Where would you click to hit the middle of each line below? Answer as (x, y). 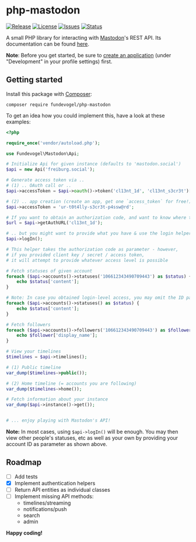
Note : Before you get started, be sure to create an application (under (89, 55)
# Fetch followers (28, 324)
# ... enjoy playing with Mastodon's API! (58, 421)
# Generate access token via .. (45, 180)
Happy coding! (24, 533)
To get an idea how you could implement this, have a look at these (85, 115)
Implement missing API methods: (54, 496)
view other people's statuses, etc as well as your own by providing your (92, 438)
